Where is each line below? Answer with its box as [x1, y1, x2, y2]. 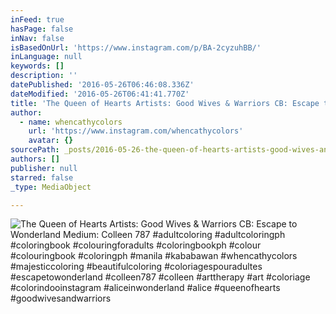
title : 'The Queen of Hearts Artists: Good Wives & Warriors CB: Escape [10, 98, 320, 108]
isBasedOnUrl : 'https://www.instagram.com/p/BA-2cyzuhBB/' [10, 42, 262, 53]
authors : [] [10, 154, 60, 164]
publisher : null [10, 163, 78, 173]
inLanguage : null [10, 52, 83, 62]
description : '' [10, 71, 78, 81]
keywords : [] [10, 61, 65, 71]
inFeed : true [10, 14, 65, 25]
